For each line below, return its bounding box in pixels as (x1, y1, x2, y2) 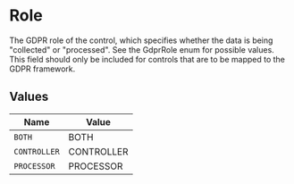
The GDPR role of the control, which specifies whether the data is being (9, 35, 273, 46)
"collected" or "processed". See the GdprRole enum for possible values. (9, 44, 274, 54)
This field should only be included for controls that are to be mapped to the (9, 54, 286, 64)
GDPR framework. (9, 63, 76, 74)
